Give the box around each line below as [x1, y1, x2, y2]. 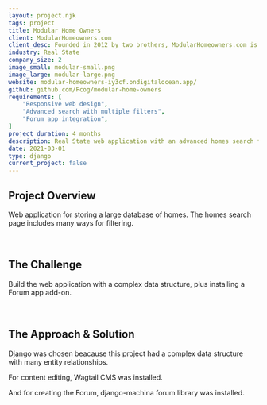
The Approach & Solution [8, 327, 135, 341]
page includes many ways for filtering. [8, 218, 133, 227]
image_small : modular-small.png [8, 64, 115, 71]
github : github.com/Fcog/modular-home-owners [8, 85, 161, 94]
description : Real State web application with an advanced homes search [8, 137, 254, 145]
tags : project [8, 19, 56, 27]
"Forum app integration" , [22, 115, 109, 123]
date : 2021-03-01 [8, 145, 66, 152]
